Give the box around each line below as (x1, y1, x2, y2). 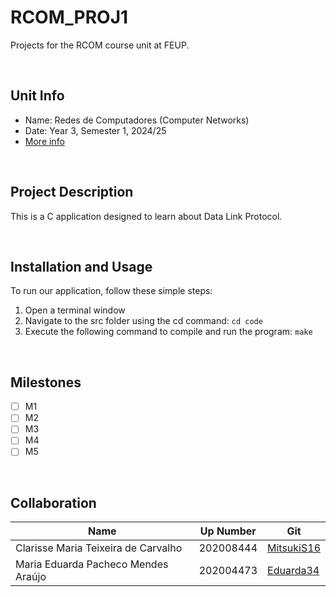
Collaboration (10, 494, 97, 511)
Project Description (10, 184, 134, 201)
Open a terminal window (24, 304, 126, 316)
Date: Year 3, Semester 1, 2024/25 (24, 124, 167, 136)
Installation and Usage (10, 258, 153, 275)
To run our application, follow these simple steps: (10, 285, 213, 297)
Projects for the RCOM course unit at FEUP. (10, 39, 190, 51)
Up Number (199, 524, 257, 538)
